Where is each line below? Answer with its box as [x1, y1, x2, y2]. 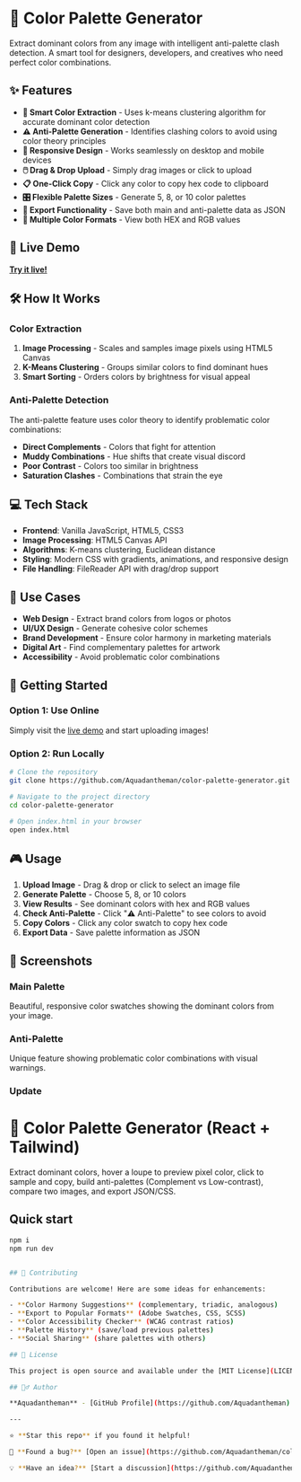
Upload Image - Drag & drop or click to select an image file [21, 879, 241, 890]
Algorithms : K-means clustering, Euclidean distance [21, 544, 216, 555]
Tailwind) [9, 1137, 81, 1158]
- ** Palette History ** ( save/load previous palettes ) [9, 1326, 215, 1335]
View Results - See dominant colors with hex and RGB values [21, 898, 251, 910]
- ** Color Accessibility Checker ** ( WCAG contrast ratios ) [9, 1318, 235, 1327]
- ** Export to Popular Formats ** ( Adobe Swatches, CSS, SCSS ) [9, 1309, 246, 1319]
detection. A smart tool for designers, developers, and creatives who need [9, 47, 284, 57]
